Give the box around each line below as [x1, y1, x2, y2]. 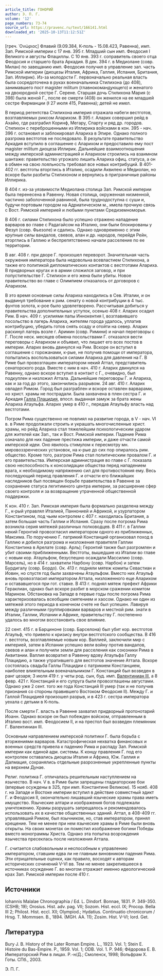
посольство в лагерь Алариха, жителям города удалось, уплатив [5, 318, 141, 324]
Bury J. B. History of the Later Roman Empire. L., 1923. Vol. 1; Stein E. [5, 941, 144, 947]
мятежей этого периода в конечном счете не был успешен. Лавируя [5, 602, 148, 607]
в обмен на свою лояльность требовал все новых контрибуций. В [5, 161, 143, 167]
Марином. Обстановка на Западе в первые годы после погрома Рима [5, 591, 151, 597]
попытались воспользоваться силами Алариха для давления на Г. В [5, 354, 147, 360]
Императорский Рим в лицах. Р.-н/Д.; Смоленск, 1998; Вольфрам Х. [5, 951, 147, 957]
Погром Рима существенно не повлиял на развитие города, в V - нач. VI [5, 416, 157, 422]
